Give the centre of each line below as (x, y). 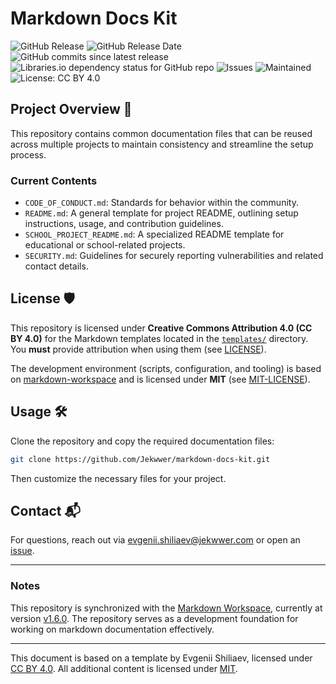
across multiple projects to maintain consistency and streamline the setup (162, 144)
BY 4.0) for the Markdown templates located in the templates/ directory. (159, 338)
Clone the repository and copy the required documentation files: (142, 441)
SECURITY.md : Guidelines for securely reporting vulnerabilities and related (174, 256)
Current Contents (54, 180)
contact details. (56, 266)
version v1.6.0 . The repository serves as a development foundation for (154, 618)
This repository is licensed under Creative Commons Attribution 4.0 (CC (161, 328)
